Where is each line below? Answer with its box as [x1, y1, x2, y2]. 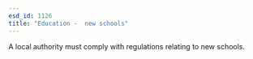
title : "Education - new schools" [8, 19, 129, 27]
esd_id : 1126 [8, 11, 53, 20]
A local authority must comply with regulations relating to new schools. [8, 41, 246, 51]
